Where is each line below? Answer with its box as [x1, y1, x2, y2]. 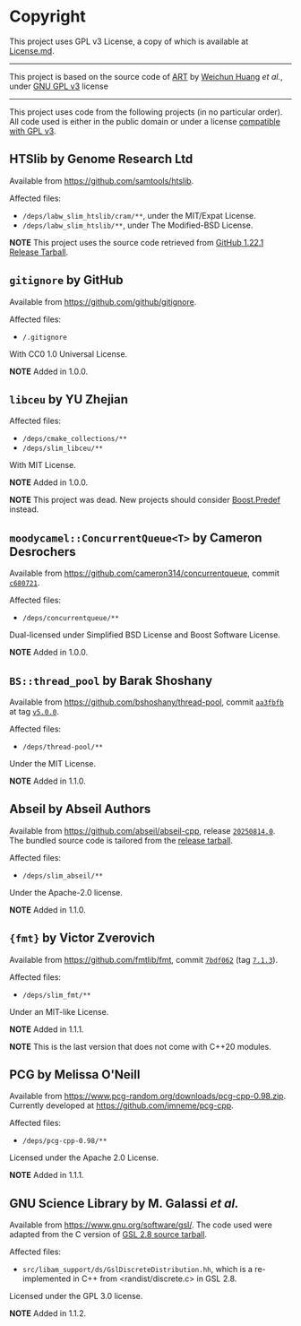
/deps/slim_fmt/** [21, 991, 91, 1000]
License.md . [9, 45, 56, 56]
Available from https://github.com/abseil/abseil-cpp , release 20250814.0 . [9, 825, 276, 836]
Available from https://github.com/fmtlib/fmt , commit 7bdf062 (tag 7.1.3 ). [9, 954, 279, 965]
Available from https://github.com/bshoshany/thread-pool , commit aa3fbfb [9, 697, 284, 707]
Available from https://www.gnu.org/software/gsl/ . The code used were [9, 1219, 273, 1230]
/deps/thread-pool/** [21, 742, 103, 751]
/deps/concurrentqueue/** [21, 614, 119, 623]
